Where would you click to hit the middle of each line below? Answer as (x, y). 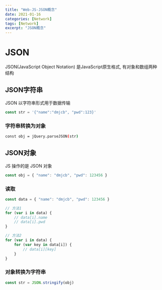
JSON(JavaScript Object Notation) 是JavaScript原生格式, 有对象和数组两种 (81, 67)
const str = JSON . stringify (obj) (40, 283)
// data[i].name (31, 217)
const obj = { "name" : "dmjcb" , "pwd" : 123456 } (56, 175)
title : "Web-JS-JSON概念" (31, 10)
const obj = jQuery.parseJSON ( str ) (42, 136)
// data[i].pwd (30, 222)
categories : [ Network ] (28, 19)
